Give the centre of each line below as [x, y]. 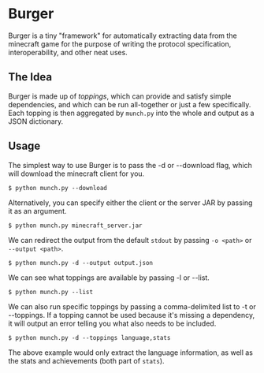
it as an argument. [37, 211]
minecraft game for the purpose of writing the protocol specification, [120, 43]
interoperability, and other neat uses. [68, 52]
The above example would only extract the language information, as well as [131, 352]
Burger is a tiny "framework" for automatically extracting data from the [123, 35]
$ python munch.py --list [50, 292]
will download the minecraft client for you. [76, 173]
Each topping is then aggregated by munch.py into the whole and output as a [131, 113]
